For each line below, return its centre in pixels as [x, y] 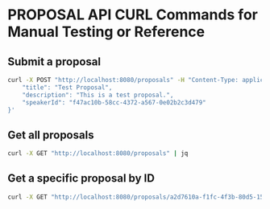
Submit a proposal [54, 61]
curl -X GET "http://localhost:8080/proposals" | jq [98, 154]
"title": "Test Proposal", [67, 87]
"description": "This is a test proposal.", [98, 95]
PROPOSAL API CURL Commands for [133, 15]
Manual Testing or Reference [106, 32]
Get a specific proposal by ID [81, 178]
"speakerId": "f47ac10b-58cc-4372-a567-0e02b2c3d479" [114, 102]
